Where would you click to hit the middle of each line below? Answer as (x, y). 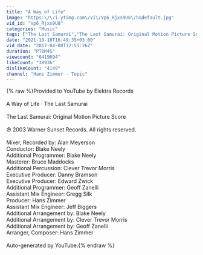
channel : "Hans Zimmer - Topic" (47, 74)
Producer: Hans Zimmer (36, 200)
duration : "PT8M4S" (31, 51)
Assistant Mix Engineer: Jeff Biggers (52, 207)
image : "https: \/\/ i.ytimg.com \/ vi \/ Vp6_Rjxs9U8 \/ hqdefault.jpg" (90, 18)
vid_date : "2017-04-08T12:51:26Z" (50, 46)
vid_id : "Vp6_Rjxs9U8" (35, 23)
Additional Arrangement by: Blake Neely (56, 213)
